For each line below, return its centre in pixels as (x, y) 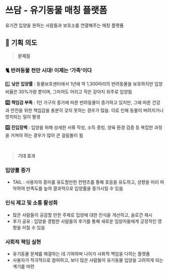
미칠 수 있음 (34, 227)
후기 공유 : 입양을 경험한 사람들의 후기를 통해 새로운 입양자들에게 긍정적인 (84, 221)
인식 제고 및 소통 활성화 (32, 203)
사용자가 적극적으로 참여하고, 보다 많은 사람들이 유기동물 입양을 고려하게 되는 (88, 260)
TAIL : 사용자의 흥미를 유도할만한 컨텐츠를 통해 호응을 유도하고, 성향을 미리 (86, 182)
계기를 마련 (23, 266)
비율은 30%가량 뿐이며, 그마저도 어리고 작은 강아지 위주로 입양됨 (69, 92)
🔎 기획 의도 (21, 43)
